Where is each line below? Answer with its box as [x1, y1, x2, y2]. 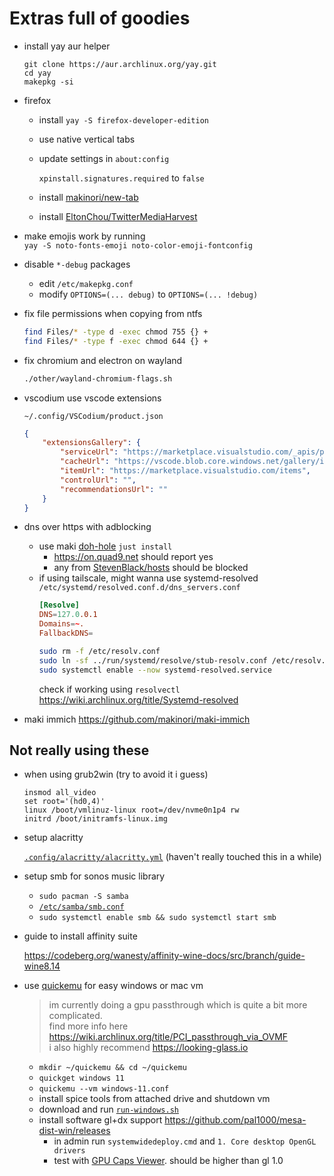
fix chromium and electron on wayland [23, 354, 183, 366]
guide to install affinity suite [23, 930, 138, 942]
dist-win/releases [38, 1125, 111, 1137]
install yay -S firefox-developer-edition [38, 113, 209, 126]
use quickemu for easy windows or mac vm [23, 980, 204, 992]
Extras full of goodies [9, 7, 191, 30]
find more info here [48, 1020, 129, 1032]
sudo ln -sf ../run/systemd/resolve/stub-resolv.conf [38, 655, 268, 666]
